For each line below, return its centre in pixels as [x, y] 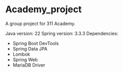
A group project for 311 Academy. [40, 23]
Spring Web [25, 59]
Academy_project [44, 9]
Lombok [22, 54]
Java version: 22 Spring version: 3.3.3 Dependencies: [62, 33]
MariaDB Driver [29, 65]
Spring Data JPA [30, 49]
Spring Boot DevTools [36, 43]
